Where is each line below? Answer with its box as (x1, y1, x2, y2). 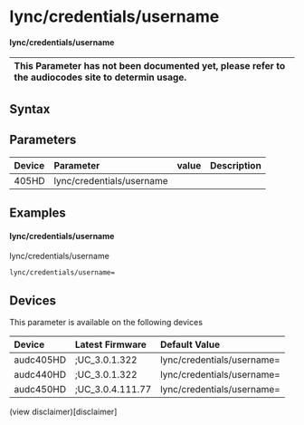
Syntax (9, 101, 51, 117)
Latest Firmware (74, 338, 147, 351)
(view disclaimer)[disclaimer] (9, 406, 118, 417)
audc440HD (14, 369, 66, 381)
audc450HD (14, 383, 66, 395)
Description (209, 159, 262, 171)
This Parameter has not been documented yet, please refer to (14, 60, 286, 72)
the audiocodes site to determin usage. (14, 71, 187, 83)
